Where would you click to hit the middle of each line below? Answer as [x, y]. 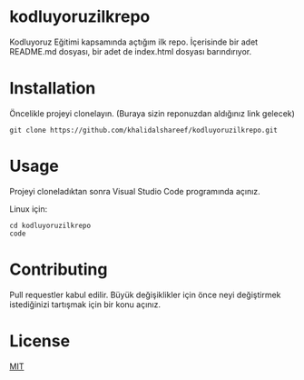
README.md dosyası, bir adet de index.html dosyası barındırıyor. [131, 51]
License [40, 340]
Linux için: [29, 209]
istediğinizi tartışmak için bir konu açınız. [85, 304]
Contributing [59, 269]
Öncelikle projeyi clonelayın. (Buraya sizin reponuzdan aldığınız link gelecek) [152, 113]
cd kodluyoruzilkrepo [50, 225]
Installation [53, 89]
